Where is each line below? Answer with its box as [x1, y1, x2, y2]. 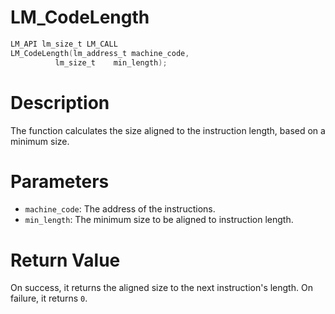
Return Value [10, 249, 121, 271]
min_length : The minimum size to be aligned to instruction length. [24, 214, 294, 226]
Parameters [10, 170, 110, 193]
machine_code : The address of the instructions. [24, 203, 216, 215]
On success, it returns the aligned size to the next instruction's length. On [10, 282, 313, 294]
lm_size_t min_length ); [54, 57, 168, 68]
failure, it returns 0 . [10, 292, 88, 305]
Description [10, 91, 110, 114]
